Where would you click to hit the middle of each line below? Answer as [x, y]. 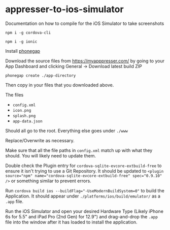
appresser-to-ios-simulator [64, 9]
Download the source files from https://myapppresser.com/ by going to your [85, 61]
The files [14, 94]
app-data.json [27, 121]
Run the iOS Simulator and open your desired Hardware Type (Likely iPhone [84, 211]
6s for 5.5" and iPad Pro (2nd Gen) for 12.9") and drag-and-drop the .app [82, 216]
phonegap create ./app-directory [41, 75]
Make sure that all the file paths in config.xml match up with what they [79, 150]
